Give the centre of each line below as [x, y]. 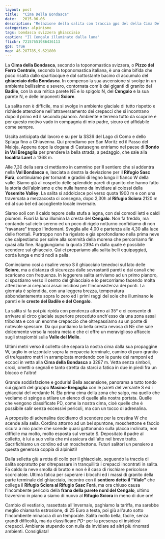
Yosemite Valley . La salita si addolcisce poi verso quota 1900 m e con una [80, 193]
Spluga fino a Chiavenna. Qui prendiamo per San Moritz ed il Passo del [77, 141]
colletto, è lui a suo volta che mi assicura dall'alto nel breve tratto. [71, 438]
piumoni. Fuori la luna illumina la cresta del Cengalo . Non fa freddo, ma [77, 218]
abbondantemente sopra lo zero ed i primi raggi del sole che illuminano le [79, 296]
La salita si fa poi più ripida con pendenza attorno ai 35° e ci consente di [78, 310]
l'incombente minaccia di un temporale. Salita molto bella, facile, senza [77, 515]
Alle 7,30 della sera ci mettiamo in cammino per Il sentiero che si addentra [80, 167]
